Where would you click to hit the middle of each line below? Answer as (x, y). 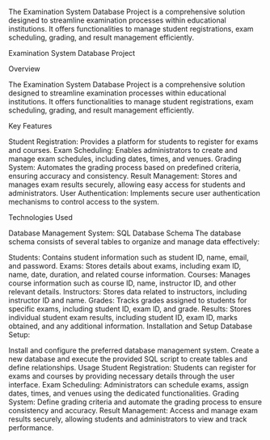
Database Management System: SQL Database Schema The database (125, 233)
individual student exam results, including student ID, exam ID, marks (123, 317)
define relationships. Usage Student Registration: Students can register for (132, 368)
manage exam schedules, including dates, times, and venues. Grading (125, 159)
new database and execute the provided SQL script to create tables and (128, 359)
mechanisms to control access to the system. (84, 202)
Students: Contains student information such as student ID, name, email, (129, 257)
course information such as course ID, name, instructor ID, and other (122, 283)
